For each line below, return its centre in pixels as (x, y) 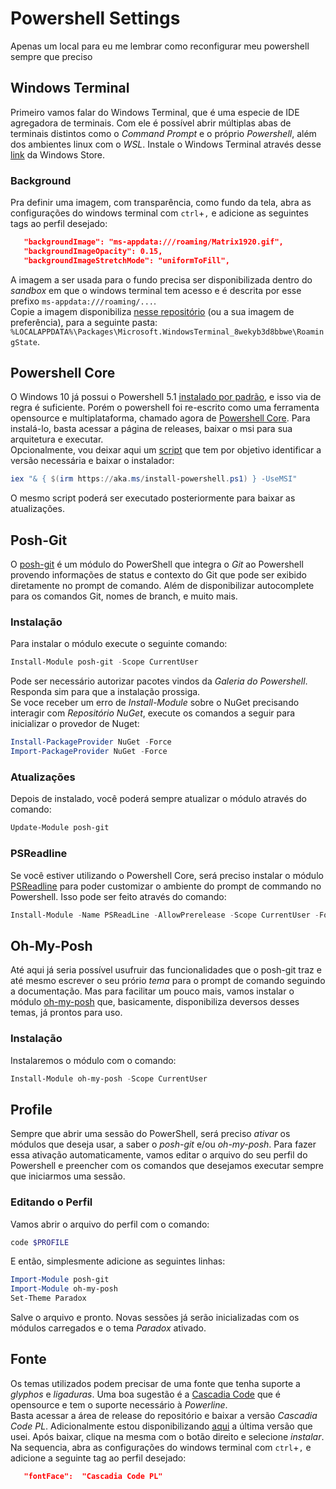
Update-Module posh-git (60, 828)
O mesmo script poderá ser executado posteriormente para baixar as (153, 498)
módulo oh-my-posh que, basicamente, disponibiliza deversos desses (155, 1002)
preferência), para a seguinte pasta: (84, 322)
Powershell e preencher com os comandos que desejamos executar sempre (167, 1166)
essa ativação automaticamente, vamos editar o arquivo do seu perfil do (159, 1155)
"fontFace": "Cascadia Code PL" (93, 1476)
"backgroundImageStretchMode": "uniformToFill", (126, 260)
